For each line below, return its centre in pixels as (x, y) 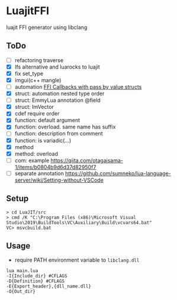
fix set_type (29, 73)
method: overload (36, 154)
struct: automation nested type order (59, 93)
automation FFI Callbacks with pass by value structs (78, 87)
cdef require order (37, 114)
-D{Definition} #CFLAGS (36, 281)
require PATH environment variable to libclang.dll (77, 260)
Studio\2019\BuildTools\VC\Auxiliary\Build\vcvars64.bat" (79, 222)
